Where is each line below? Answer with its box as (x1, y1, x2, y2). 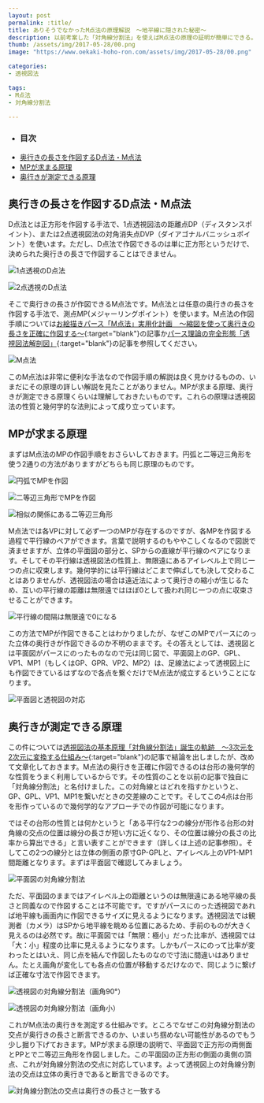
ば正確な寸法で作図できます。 (8, 970, 105, 979)
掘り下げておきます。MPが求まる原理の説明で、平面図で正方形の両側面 (21, 1040, 253, 1049)
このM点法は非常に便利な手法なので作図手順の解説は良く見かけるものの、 (8, 372, 250, 382)
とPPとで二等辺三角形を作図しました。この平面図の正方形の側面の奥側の (8, 1049, 245, 1060)
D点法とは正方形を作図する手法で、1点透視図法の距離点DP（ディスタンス (8, 220, 246, 229)
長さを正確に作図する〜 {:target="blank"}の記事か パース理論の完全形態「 (8, 329, 244, 339)
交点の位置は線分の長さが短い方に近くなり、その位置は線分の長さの (28, 828, 250, 837)
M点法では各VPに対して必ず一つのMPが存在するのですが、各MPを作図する (8, 526, 252, 536)
